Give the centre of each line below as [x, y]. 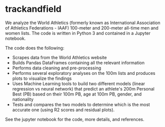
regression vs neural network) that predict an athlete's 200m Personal [83, 89]
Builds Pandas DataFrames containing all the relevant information [78, 63]
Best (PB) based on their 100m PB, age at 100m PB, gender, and [77, 94]
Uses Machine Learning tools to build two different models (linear [79, 83]
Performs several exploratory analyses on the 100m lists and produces [84, 73]
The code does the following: [35, 48]
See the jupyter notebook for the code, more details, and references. [75, 119]
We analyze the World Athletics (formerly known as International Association [83, 23]
